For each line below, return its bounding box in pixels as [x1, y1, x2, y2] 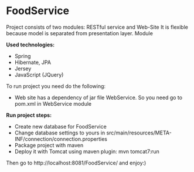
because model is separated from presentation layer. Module [6, 29, 154, 36]
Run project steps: [6, 112, 52, 119]
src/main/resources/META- [106, 129, 172, 136]
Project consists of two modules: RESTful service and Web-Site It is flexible [6, 23, 189, 31]
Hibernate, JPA [14, 59, 52, 66]
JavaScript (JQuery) [14, 71, 64, 78]
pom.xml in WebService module [14, 100, 92, 107]
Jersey [14, 65, 32, 72]
